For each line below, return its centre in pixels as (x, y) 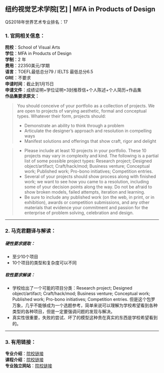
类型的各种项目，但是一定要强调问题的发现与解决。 (63, 311)
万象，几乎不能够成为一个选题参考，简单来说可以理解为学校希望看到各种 (85, 305)
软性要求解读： (20, 275)
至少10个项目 (25, 256)
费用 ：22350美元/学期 (27, 66)
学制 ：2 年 (16, 59)
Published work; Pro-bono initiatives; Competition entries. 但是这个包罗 (83, 299)
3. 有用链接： (20, 342)
